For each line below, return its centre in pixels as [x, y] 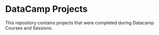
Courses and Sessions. [29, 28]
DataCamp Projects [46, 9]
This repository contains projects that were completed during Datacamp [79, 23]
